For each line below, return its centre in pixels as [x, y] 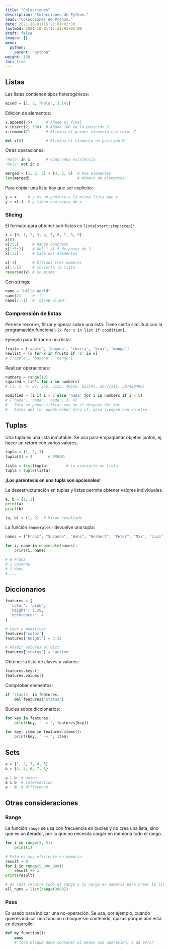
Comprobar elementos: [29, 685]
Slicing [14, 215]
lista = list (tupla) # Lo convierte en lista [62, 466]
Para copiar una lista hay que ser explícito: [49, 188]
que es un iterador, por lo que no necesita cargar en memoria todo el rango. [84, 834]
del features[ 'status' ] [39, 699]
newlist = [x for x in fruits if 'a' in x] [52, 353]
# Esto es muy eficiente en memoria [44, 857]
